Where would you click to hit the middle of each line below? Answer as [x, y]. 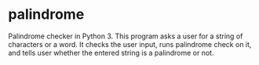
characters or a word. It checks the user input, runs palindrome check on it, [130, 44]
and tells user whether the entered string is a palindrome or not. [111, 52]
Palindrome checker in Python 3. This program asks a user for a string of [126, 36]
